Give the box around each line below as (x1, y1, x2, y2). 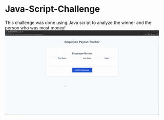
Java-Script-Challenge (5, 3, 100, 15)
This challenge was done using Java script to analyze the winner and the (5, 20, 152, 25)
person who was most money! (5, 24, 66, 30)
